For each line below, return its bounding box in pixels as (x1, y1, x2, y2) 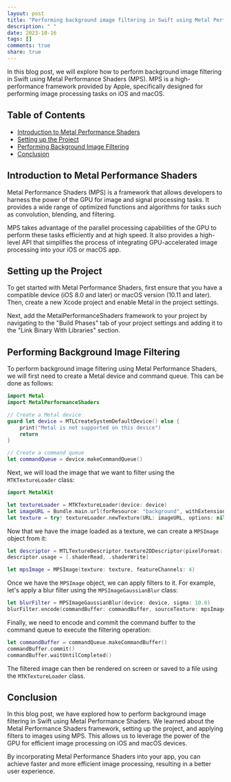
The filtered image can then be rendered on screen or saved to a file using (7, 664, 218, 672)
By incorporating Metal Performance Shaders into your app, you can (7, 752, 201, 761)
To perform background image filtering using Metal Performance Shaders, (7, 365, 217, 373)
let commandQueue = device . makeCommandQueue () (7, 456, 143, 463)
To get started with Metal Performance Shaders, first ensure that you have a (7, 283, 223, 292)
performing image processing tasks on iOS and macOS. (7, 89, 165, 97)
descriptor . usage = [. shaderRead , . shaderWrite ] (7, 554, 149, 561)
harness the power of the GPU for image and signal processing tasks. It (7, 195, 210, 203)
